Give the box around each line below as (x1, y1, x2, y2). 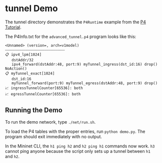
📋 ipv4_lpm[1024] (5, 52, 42, 57)
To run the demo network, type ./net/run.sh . (5, 119, 96, 125)
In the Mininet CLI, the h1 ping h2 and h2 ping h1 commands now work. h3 (5, 143, 155, 149)
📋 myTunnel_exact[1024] (5, 71, 55, 76)
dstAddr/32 (11, 57, 34, 62)
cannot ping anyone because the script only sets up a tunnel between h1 (5, 148, 151, 154)
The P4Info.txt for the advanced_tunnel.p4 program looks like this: (5, 34, 136, 39)
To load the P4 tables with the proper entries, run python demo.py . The (5, 128, 145, 134)
